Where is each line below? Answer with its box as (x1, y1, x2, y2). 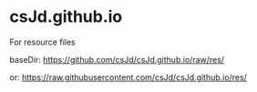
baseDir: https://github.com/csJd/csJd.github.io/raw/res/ (9, 54, 225, 65)
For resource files (9, 36, 76, 47)
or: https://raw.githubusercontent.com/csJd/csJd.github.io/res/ (9, 71, 248, 83)
